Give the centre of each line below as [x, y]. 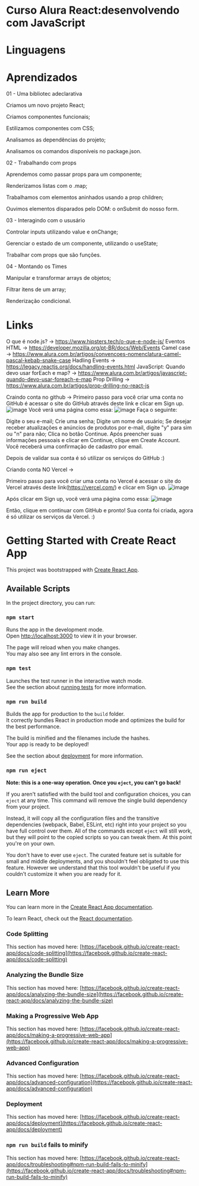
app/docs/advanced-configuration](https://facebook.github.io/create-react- [99, 1083]
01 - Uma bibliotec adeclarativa [44, 94]
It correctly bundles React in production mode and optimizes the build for [96, 720]
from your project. [28, 807]
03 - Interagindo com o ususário [46, 220]
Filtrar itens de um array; [36, 289]
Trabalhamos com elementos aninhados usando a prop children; [85, 197]
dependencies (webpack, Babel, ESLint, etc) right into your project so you [97, 825]
